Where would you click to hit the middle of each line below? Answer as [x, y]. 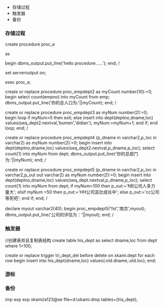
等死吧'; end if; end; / [26, 198]
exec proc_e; [18, 82]
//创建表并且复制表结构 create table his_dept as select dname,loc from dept [81, 240]
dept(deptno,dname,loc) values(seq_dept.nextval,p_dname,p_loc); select [79, 180]
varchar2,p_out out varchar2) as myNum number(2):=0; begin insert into [78, 175]
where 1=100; [19, 246]
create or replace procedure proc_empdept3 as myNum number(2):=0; [77, 113]
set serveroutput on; [26, 73]
